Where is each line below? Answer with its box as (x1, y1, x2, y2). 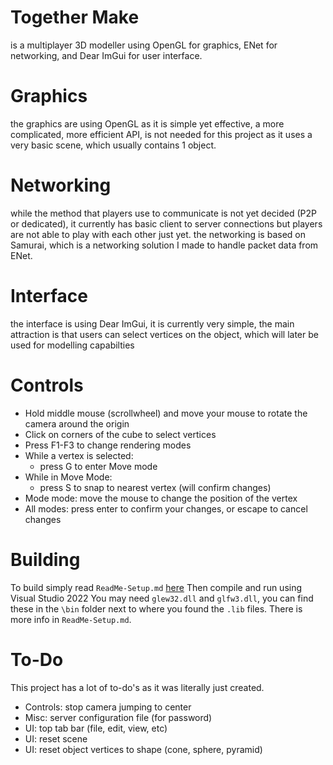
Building (10, 548, 81, 571)
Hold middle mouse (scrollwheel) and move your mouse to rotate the (24, 407, 308, 419)
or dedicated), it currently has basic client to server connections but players (10, 217, 323, 230)
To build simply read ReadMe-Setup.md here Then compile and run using (10, 581, 303, 593)
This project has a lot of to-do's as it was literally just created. (10, 681, 265, 693)
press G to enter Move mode (39, 460, 158, 472)
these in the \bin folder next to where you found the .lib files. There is (10, 602, 303, 615)
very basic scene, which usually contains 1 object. (10, 139, 217, 151)
